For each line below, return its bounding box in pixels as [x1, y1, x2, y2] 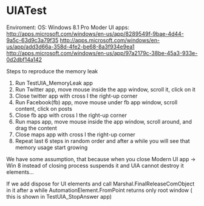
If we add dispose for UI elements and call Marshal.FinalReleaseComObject [6, 180, 195, 187]
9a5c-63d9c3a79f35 [6, 36, 59, 44]
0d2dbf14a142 [6, 56, 42, 63]
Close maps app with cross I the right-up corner [15, 131, 135, 138]
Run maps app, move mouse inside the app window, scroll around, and [15, 118, 192, 125]
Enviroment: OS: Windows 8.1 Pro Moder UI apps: [6, 24, 129, 31]
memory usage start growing [15, 144, 88, 151]
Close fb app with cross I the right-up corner [15, 111, 127, 119]
